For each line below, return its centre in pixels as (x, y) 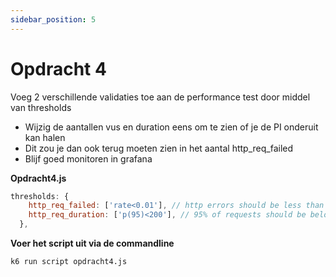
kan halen (45, 137)
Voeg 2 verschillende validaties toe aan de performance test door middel (160, 97)
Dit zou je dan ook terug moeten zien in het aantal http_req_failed (159, 148)
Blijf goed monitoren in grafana (88, 158)
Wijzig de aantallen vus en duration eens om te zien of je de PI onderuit (171, 127)
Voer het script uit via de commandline (92, 243)
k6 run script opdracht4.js (69, 262)
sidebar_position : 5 (53, 19)
